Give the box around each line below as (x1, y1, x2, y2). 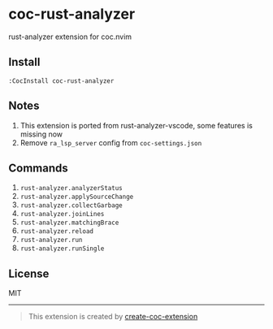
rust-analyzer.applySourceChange (19, 193, 134, 201)
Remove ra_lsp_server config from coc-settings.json (19, 137, 202, 147)
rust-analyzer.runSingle (19, 245, 105, 253)
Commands (8, 161, 69, 175)
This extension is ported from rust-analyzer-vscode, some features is (19, 120, 253, 130)
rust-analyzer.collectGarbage (19, 201, 123, 210)
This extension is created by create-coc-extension (28, 312, 198, 322)
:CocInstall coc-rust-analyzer (8, 76, 115, 85)
